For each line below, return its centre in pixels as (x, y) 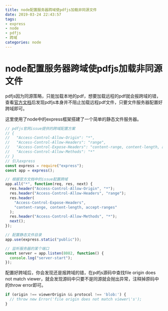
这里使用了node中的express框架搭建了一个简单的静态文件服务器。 (73, 119)
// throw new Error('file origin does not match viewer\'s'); (76, 299)
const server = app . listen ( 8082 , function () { (54, 253)
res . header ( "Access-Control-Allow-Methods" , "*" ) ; (63, 216)
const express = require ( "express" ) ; (44, 165)
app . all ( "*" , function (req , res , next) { (49, 184)
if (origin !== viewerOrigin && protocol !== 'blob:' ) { (66, 295)
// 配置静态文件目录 (23, 235)
